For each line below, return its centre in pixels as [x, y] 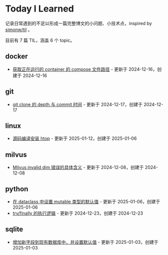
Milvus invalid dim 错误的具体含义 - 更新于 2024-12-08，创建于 [78, 167]
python [17, 189]
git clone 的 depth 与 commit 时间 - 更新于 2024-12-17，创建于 [77, 104]
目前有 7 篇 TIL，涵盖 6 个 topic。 [40, 40]
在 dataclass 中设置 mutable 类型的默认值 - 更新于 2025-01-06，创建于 [86, 201]
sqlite [14, 229]
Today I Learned [40, 9]
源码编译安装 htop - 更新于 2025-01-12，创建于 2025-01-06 [75, 138]
